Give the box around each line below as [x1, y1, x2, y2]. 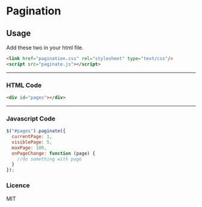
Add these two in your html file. [6, 44, 84, 51]
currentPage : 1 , [11, 134, 52, 140]
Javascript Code [6, 114, 56, 122]
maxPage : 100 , [11, 145, 47, 151]
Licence [6, 181, 30, 190]
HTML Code [6, 81, 42, 89]
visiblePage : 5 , [11, 139, 52, 145]
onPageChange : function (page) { [11, 150, 96, 157]
